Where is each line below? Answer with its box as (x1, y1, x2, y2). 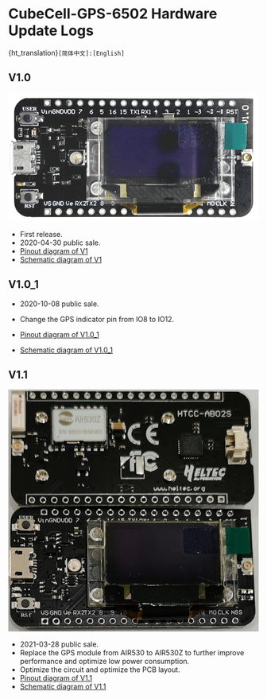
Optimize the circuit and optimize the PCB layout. (19, 665, 180, 674)
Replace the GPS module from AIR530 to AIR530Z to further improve (19, 648, 245, 658)
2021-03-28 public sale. (19, 639, 99, 649)
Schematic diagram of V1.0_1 (19, 345, 114, 355)
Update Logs (8, 21, 94, 40)
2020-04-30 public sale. (19, 238, 101, 247)
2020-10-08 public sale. (19, 299, 99, 309)
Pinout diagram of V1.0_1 (19, 329, 99, 339)
